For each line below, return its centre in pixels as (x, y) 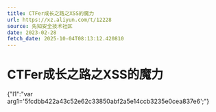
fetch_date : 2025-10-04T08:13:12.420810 (66, 39)
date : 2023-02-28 (32, 32)
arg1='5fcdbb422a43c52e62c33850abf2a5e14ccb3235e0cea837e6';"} (108, 101)
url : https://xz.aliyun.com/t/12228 (59, 20)
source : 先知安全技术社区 (40, 26)
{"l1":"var (20, 94)
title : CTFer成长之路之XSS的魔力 (51, 13)
